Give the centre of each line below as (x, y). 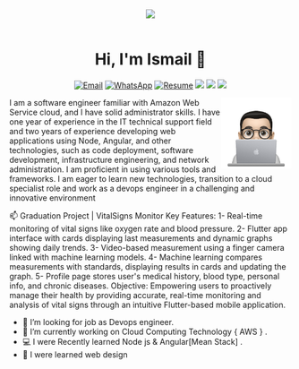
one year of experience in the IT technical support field (111, 122)
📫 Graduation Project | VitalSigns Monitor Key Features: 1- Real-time (136, 216)
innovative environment (52, 198)
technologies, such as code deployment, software (102, 150)
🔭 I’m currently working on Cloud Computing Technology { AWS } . (145, 332)
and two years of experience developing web (93, 132)
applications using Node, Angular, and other (90, 141)
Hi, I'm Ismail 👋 (150, 60)
